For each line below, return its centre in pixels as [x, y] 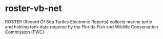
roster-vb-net [33, 8]
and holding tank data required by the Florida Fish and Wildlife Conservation [82, 26]
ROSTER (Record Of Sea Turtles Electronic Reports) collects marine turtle [79, 22]
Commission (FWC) [25, 32]
